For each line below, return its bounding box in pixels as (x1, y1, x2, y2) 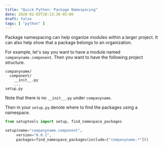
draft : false (5, 16, 32, 21)
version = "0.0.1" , (16, 133, 52, 138)
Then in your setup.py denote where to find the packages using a (5, 104, 138, 111)
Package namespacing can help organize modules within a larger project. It (5, 34, 158, 40)
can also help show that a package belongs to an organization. (5, 40, 132, 46)
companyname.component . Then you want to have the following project (5, 55, 143, 60)
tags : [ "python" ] (5, 21, 45, 26)
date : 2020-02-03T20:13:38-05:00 (5, 12, 74, 17)
